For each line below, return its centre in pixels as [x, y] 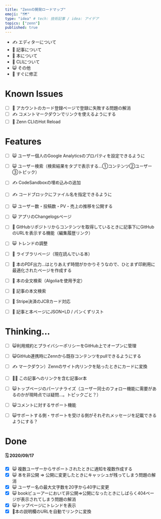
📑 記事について [27, 50]
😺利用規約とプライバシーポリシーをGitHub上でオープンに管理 [74, 345]
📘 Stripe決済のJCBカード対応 [41, 301]
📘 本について [25, 56]
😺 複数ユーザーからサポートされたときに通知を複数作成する [72, 469]
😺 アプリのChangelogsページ [42, 216]
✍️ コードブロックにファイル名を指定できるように [62, 195]
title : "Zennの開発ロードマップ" [36, 9]
